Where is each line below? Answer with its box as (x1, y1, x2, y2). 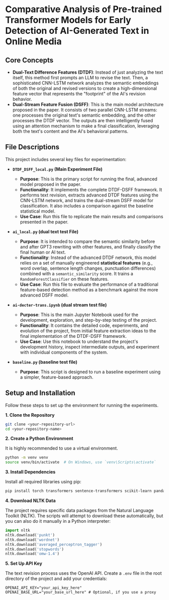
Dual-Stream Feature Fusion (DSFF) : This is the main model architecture (12, 102, 164, 107)
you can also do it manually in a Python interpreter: (5, 518, 111, 524)
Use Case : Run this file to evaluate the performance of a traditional (20, 281, 158, 287)
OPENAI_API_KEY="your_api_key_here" (5, 585, 82, 590)
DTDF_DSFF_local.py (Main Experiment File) (12, 166, 103, 172)
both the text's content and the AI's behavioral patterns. (12, 128, 129, 134)
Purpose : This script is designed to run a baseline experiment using (20, 369, 161, 375)
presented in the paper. (20, 219, 69, 225)
